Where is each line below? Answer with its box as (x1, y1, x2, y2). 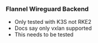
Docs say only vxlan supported (14, 24, 92, 32)
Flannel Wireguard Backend (5, 5, 89, 13)
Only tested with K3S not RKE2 (14, 19, 92, 26)
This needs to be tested (14, 31, 74, 38)
